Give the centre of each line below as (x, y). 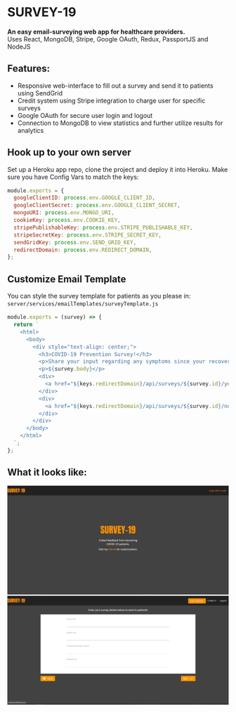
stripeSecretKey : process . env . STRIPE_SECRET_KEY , (87, 235)
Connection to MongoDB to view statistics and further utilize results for (120, 123)
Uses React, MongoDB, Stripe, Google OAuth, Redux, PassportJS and (108, 39)
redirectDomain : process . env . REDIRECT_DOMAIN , (83, 250)
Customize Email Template (67, 279)
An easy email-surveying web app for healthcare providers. (96, 32)
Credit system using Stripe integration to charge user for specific (111, 100)
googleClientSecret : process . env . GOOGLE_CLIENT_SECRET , (97, 205)
